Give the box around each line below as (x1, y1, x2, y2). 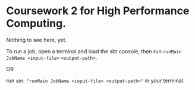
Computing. (6, 17, 67, 30)
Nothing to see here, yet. (6, 36, 67, 43)
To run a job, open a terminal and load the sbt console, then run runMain (6, 47, 182, 54)
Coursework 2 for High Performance (6, 4, 190, 18)
